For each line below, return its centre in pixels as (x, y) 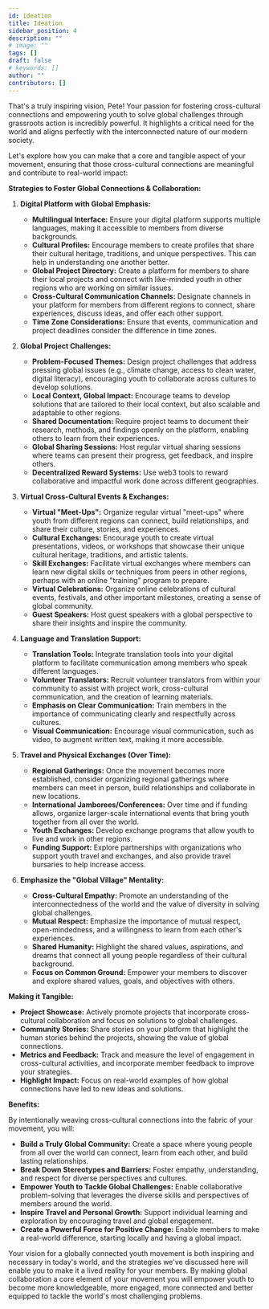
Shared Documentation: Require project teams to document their (140, 421)
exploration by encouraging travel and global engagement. (117, 1221)
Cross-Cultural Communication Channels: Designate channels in (141, 296)
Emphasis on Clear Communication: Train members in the (129, 705)
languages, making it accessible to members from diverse (128, 228)
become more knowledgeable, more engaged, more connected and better (131, 1287)
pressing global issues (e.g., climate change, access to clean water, (144, 369)
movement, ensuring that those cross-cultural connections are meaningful (131, 164)
